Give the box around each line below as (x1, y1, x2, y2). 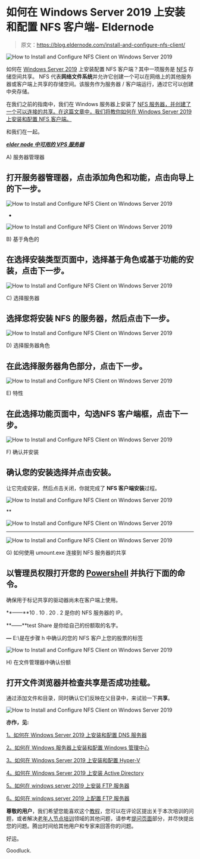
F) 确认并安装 (6, 449, 39, 455)
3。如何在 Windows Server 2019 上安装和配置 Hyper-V (6, 757, 140, 764)
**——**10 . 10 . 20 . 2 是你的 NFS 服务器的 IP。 (6, 609, 126, 616)
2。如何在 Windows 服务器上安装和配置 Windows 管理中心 (6, 744, 150, 752)
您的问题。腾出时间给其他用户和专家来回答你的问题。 (6, 823, 137, 830)
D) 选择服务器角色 (6, 342, 51, 349)
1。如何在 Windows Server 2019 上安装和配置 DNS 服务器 (6, 731, 147, 739)
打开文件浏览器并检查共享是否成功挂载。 (6, 678, 155, 688)
